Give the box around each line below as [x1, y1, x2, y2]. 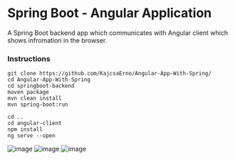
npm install [7, 126, 43, 133]
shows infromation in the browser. [7, 36, 108, 44]
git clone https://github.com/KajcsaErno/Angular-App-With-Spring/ [7, 70, 212, 78]
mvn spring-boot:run [7, 101, 69, 108]
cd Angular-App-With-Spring [7, 76, 91, 83]
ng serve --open [7, 132, 56, 139]
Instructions [7, 53, 51, 63]
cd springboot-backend [7, 82, 75, 90]
